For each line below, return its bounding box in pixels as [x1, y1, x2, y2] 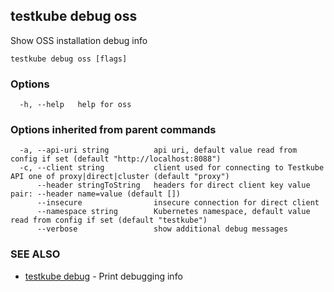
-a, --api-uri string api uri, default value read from [19, 145, 298, 156]
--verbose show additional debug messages [36, 224, 288, 234]
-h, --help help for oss [19, 100, 132, 110]
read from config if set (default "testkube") [10, 215, 208, 226]
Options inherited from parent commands [10, 123, 217, 137]
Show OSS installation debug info [10, 34, 148, 46]
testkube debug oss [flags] [10, 54, 128, 64]
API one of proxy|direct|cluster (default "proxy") [10, 172, 230, 182]
